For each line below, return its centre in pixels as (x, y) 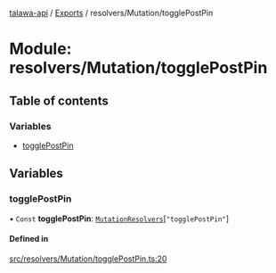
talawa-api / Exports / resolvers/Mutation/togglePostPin (111, 13)
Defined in (29, 239)
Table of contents (59, 100)
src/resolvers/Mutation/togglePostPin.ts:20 (88, 259)
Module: (41, 49)
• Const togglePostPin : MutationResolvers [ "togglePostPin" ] (119, 219)
